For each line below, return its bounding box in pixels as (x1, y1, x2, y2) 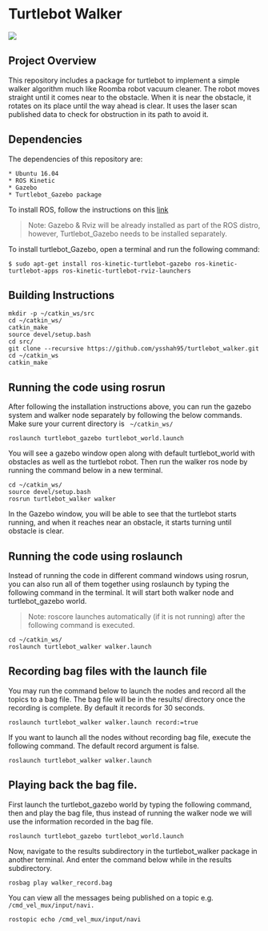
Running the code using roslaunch (8, 549, 183, 563)
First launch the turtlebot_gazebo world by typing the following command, (8, 799, 252, 809)
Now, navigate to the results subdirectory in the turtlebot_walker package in (8, 846, 258, 856)
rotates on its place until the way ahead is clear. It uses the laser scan (8, 101, 238, 111)
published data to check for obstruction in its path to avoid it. (8, 109, 210, 119)
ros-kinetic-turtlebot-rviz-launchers (62, 266, 192, 275)
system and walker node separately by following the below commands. (8, 411, 242, 420)
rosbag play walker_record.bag (8, 879, 113, 887)
